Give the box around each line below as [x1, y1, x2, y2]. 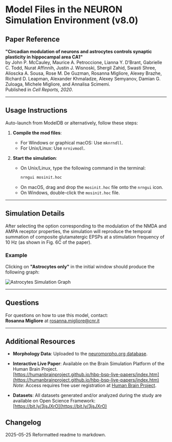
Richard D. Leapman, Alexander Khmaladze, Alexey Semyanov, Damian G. [5, 76, 161, 81]
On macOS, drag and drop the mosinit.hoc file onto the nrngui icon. [20, 184, 163, 190]
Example [5, 252, 28, 259]
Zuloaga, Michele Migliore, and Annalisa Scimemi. [5, 81, 111, 87]
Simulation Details [5, 209, 65, 218]
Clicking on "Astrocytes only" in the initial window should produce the [5, 263, 155, 269]
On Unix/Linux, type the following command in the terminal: [20, 165, 146, 171]
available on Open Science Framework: [12, 398, 96, 404]
